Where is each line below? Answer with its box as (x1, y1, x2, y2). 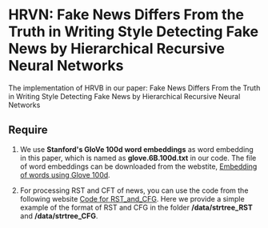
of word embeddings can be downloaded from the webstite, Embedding (19, 162, 258, 171)
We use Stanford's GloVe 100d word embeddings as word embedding (19, 144, 254, 154)
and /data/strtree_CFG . (19, 210, 98, 221)
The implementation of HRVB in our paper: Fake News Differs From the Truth (8, 82, 261, 93)
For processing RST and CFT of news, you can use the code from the (19, 186, 249, 195)
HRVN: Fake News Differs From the (8, 6, 245, 24)
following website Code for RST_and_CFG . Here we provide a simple (19, 194, 246, 203)
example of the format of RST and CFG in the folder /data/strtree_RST (19, 202, 254, 212)
